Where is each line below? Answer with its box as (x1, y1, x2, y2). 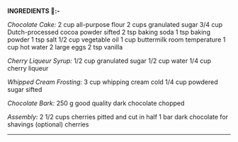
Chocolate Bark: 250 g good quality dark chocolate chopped (7, 99, 185, 107)
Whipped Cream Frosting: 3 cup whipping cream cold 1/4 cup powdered (7, 78, 218, 86)
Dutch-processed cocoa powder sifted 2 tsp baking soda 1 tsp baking (7, 28, 211, 36)
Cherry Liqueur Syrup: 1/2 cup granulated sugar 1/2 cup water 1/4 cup (7, 57, 211, 65)
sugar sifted (7, 85, 42, 93)
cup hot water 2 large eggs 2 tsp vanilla (7, 43, 123, 51)
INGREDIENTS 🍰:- (7, 7, 60, 15)
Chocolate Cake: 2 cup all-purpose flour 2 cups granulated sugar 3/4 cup (7, 20, 223, 28)
